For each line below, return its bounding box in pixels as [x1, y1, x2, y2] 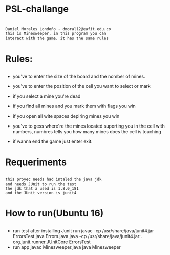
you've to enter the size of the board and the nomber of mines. [12, 73, 145, 79]
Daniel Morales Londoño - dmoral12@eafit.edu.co [5, 27, 111, 32]
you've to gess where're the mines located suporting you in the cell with [12, 123, 165, 129]
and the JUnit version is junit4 [5, 190, 77, 195]
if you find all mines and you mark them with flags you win [12, 103, 136, 109]
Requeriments [5, 156, 67, 168]
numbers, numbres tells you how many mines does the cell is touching [12, 128, 161, 134]
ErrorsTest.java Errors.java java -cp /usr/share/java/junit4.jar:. [12, 233, 142, 240]
